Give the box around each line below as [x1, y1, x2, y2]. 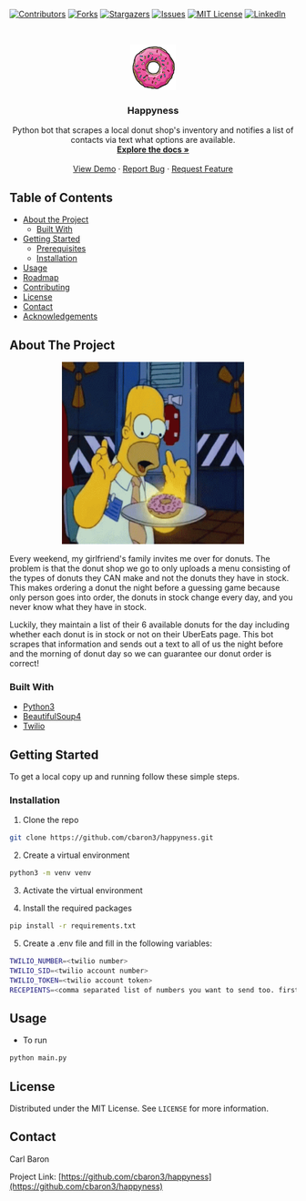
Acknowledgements [22, 310, 98, 322]
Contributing [22, 282, 70, 293]
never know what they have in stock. [9, 601, 148, 612]
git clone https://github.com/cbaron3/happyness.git [9, 833, 214, 842]
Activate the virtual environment [22, 885, 143, 896]
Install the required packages [22, 902, 132, 914]
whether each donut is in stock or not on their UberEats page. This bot [9, 628, 274, 639]
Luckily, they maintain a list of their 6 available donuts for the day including [9, 619, 290, 630]
